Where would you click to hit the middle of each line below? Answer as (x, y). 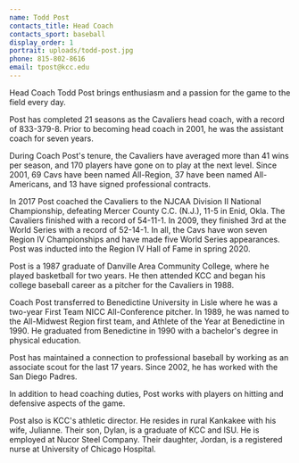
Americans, (30, 184)
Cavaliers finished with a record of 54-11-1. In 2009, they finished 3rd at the (148, 220)
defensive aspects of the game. (67, 403)
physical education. (46, 340)
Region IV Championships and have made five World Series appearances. (145, 239)
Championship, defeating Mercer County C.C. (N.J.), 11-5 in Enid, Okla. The (147, 211)
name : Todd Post (39, 17)
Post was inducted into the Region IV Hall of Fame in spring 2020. (130, 248)
